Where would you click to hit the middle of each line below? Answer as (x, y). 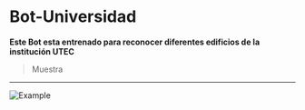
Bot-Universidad (73, 17)
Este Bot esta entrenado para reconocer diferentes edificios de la (135, 42)
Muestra (47, 69)
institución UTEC (42, 51)
